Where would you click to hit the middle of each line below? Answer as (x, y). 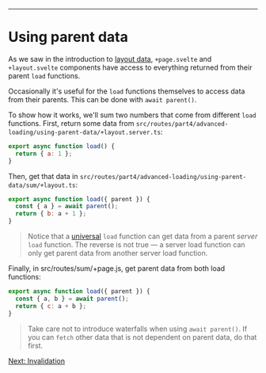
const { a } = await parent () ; (67, 207)
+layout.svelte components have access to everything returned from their (130, 67)
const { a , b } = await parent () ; (72, 299)
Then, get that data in (43, 176)
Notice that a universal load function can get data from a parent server (142, 236)
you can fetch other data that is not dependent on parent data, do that (142, 337)
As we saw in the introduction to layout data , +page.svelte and (110, 59)
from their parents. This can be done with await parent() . (103, 99)
